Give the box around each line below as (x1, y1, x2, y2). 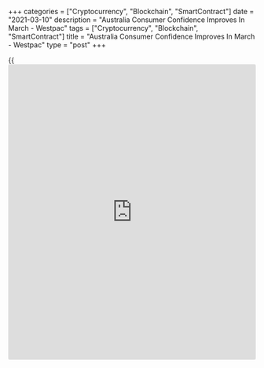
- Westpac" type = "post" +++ (8, 40, 106, 50)
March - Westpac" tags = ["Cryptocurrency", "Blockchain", (8, 24, 199, 32)
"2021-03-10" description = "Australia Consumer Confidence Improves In (8, 15, 245, 24)
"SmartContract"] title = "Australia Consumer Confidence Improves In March (8, 32, 255, 41)
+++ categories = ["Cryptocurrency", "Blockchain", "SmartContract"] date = (8, 7, 255, 16)
